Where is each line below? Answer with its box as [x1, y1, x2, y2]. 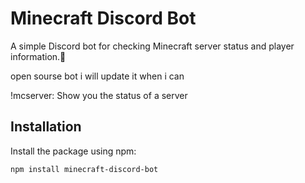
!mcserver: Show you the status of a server [10, 89, 188, 101]
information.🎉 [10, 50, 67, 62]
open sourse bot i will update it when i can [10, 70, 185, 82]
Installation [10, 118, 82, 136]
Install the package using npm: [10, 145, 137, 157]
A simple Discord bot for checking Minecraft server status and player [10, 40, 295, 52]
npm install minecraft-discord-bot [10, 164, 159, 174]
